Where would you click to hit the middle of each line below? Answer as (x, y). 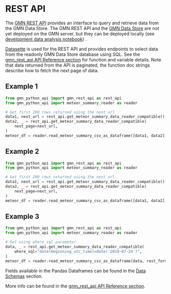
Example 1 (22, 87)
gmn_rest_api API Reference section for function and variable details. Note (83, 59)
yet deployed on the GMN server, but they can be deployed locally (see (80, 34)
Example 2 (22, 152)
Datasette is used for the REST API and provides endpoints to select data (82, 49)
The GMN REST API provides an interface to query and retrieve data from (82, 23)
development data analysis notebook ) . (46, 39)
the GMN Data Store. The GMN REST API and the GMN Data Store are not (82, 28)
